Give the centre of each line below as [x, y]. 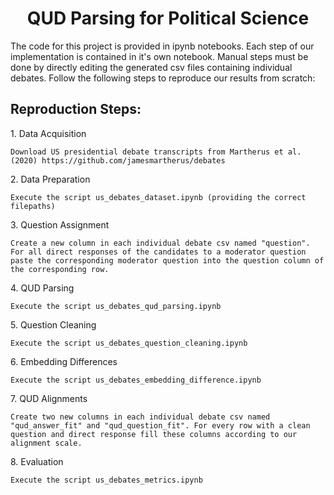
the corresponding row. [60, 269]
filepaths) [33, 206]
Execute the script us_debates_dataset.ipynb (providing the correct [158, 197]
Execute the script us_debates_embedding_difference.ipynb [136, 380]
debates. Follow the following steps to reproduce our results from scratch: [163, 78]
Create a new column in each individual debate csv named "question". [160, 243]
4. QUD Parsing [42, 288]
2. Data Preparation [50, 179]
